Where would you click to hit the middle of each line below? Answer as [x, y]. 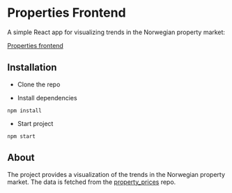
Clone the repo [39, 84]
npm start [22, 136]
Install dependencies [47, 98]
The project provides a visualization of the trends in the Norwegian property [116, 174]
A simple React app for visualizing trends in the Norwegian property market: [116, 32]
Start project [35, 123]
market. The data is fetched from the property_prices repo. [92, 182]
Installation [32, 68]
